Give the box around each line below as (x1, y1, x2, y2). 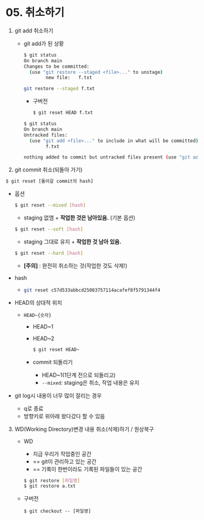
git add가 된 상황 (23, 40, 65, 47)
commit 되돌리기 (32, 358, 73, 366)
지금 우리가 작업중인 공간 (32, 450, 92, 457)
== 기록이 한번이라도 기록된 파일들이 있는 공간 (32, 465, 142, 472)
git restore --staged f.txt (23, 86, 95, 92)
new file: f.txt (45, 74, 93, 81)
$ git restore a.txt (23, 483, 76, 490)
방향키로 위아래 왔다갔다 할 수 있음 (23, 412, 105, 419)
